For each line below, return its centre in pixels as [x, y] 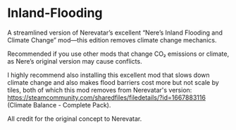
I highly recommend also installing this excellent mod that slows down [108, 75]
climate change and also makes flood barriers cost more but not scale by [113, 82]
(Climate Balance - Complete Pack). [59, 105]
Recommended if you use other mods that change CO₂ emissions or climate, [118, 54]
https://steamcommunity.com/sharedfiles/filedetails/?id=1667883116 [107, 97]
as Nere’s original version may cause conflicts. [75, 61]
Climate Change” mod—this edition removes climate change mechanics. [112, 40]
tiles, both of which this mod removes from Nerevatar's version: [100, 90]
